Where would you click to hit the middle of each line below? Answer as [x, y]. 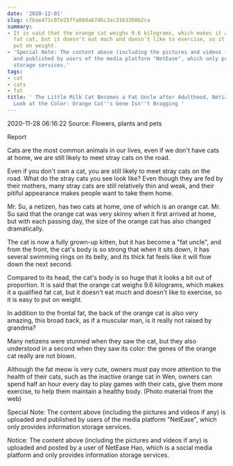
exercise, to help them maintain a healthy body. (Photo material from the [110, 391]
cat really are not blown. [42, 356]
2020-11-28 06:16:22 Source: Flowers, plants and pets [85, 123]
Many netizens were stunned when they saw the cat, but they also [102, 341]
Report [17, 136]
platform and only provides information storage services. [88, 455]
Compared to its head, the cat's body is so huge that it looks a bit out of [110, 277]
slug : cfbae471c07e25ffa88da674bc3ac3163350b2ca [79, 20]
